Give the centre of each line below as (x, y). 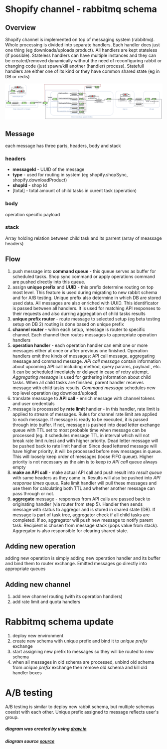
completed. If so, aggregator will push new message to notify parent (83, 520)
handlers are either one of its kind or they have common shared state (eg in (83, 71)
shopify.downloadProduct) (40, 180)
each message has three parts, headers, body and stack (63, 146)
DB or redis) (17, 76)
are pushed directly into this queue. (49, 282)
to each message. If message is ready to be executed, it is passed (80, 419)
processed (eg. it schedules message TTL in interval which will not (81, 435)
